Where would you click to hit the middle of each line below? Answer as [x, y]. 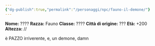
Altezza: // [16, 29]
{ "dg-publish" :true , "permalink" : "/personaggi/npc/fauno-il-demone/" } [78, 10]
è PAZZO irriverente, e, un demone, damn [47, 38]
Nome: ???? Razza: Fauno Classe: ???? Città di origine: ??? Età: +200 [76, 23]
